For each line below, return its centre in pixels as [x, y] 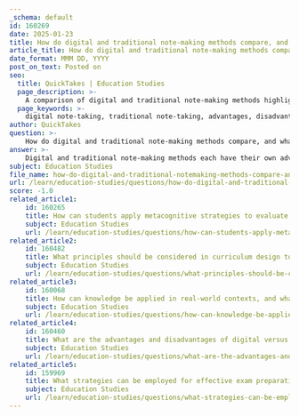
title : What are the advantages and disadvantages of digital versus [157, 340]
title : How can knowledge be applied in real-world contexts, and [151, 299]
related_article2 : [43, 241]
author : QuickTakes [45, 125]
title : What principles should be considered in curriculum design [153, 257]
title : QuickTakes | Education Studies [91, 84]
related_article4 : [43, 324]
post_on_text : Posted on [55, 68]
